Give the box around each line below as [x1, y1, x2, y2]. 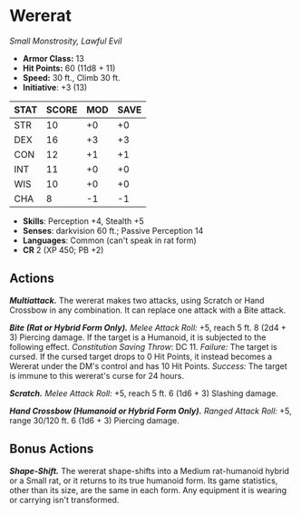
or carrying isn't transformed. [9, 494, 120, 505]
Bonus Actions [9, 441, 94, 457]
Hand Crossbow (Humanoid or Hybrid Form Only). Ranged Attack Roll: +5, [9, 405, 292, 416]
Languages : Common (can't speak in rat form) [22, 235, 197, 246]
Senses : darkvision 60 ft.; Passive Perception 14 [22, 225, 204, 236]
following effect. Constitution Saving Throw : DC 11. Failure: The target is [9, 341, 278, 352]
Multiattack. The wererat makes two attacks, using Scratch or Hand [9, 295, 265, 305]
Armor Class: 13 [22, 53, 84, 63]
